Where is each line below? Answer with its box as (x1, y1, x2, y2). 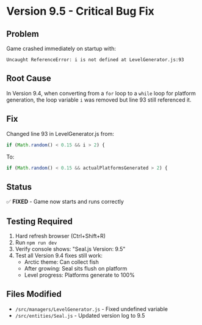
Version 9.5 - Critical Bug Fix (6, 4, 154, 18)
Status (6, 182, 32, 192)
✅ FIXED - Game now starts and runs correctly (6, 198, 124, 206)
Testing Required (6, 216, 73, 226)
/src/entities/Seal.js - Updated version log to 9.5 (15, 312, 145, 319)
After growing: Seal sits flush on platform (24, 265, 128, 272)
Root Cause (6, 73, 52, 84)
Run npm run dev (15, 239, 57, 246)
